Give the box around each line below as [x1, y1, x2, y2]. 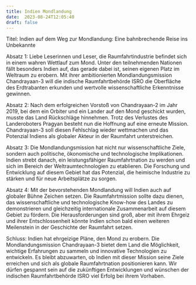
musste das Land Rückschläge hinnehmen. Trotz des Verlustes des [6, 114, 168, 121]
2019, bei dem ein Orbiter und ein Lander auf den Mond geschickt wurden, [6, 108, 186, 115]
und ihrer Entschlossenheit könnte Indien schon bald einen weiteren [6, 218, 170, 225]
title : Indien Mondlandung [6, 8, 72, 15]
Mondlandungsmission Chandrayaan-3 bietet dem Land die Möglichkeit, [6, 241, 180, 249]
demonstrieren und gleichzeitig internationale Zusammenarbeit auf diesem [6, 205, 186, 212]
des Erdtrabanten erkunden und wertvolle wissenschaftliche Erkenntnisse [6, 84, 184, 91]
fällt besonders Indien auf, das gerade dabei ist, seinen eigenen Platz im [6, 66, 180, 73]
